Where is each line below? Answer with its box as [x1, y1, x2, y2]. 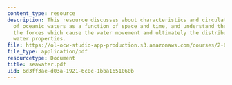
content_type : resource [7, 10, 76, 17]
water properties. [13, 36, 67, 42]
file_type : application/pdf [7, 49, 88, 56]
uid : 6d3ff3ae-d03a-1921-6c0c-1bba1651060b [7, 67, 135, 74]
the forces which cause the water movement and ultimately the [13, 29, 199, 36]
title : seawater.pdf [7, 61, 67, 68]
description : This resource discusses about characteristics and [7, 16, 199, 23]
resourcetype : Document [7, 55, 76, 62]
